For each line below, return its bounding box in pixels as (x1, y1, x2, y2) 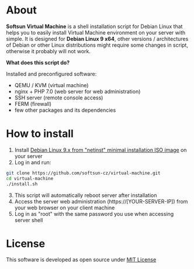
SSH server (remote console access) (14, 94, 103, 101)
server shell (14, 216, 43, 223)
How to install (6, 127, 74, 140)
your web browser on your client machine (14, 204, 115, 211)
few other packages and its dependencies (14, 106, 116, 113)
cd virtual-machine (6, 175, 54, 181)
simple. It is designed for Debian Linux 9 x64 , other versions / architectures (6, 35, 189, 42)
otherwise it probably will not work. (6, 47, 91, 54)
